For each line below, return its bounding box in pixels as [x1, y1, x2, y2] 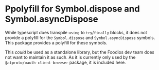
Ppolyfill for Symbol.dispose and [5, 3, 140, 14]
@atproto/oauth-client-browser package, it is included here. [5, 59, 126, 65]
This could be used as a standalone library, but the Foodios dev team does [5, 49, 155, 55]
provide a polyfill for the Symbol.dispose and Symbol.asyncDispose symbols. [5, 35, 155, 41]
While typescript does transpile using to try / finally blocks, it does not [5, 29, 147, 35]
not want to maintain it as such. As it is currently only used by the [5, 54, 136, 60]
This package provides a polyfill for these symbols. [5, 40, 107, 45]
